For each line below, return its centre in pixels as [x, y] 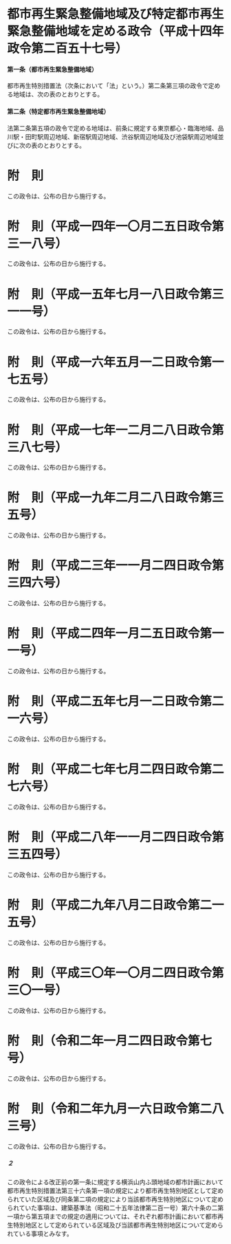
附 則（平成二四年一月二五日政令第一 [116, 634]
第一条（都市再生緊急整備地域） [52, 69]
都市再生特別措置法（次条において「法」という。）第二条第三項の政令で [108, 86]
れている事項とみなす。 [40, 1233]
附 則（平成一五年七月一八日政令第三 [116, 294]
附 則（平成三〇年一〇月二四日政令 [110, 973]
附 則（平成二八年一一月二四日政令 [110, 837]
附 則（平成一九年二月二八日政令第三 [116, 498]
